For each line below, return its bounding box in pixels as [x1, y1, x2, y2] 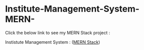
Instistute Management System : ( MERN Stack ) [5, 39, 100, 45]
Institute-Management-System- [5, 3, 140, 15]
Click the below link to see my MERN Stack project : [5, 30, 110, 35]
